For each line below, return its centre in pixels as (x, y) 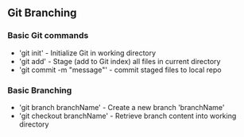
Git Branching (42, 13)
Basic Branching (40, 90)
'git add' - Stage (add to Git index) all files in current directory (120, 61)
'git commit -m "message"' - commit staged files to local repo (120, 70)
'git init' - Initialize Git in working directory (87, 53)
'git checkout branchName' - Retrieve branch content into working (128, 116)
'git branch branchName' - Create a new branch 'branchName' (122, 107)
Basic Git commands (48, 36)
